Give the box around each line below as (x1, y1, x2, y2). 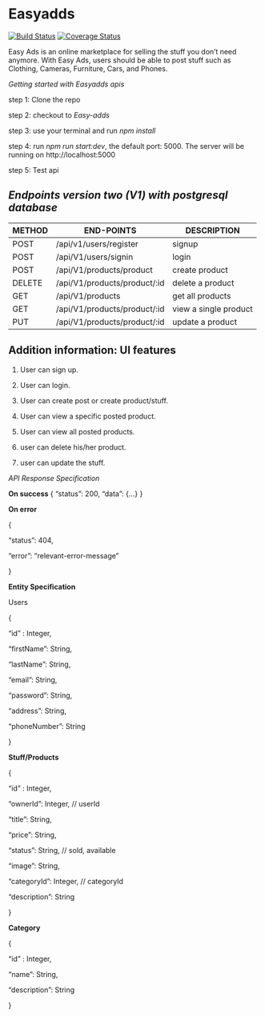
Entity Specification (8, 582, 76, 591)
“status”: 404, (8, 535, 54, 545)
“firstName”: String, (8, 643, 73, 653)
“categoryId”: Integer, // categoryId (8, 876, 124, 886)
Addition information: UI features (8, 343, 176, 357)
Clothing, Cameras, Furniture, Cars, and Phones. (8, 63, 168, 73)
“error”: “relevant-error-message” (8, 551, 119, 560)
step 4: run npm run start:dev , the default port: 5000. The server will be (8, 141, 244, 150)
